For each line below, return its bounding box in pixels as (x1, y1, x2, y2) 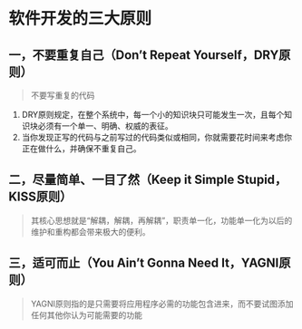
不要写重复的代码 (30, 90, 95, 101)
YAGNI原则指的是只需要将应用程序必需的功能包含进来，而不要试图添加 (30, 298, 294, 309)
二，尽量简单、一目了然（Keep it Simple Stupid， (8, 172, 287, 188)
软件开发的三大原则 (8, 8, 152, 29)
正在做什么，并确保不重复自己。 (21, 143, 141, 154)
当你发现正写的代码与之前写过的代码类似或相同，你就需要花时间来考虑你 (21, 132, 292, 142)
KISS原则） (8, 189, 73, 205)
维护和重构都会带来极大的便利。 (30, 226, 151, 237)
